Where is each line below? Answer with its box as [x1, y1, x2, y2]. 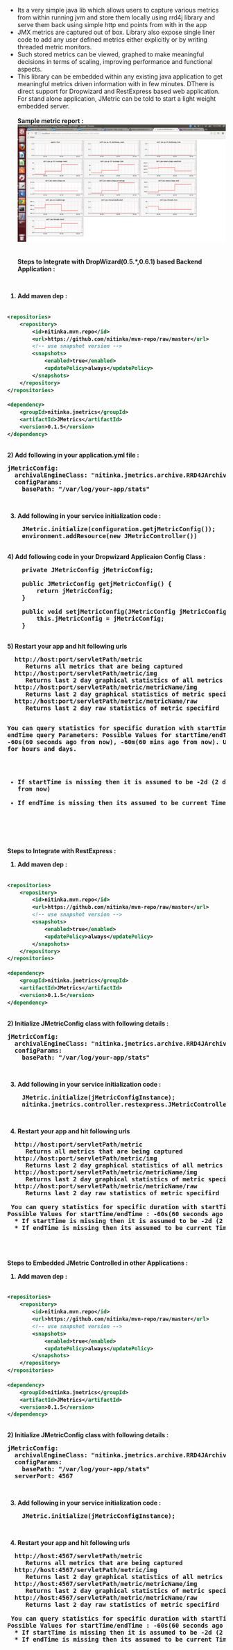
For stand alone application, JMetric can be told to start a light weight [17, 95, 216, 103]
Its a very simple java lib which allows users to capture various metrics [17, 6, 219, 14]
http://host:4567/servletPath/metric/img [14, 1566, 157, 1574]
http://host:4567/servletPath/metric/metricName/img [14, 1580, 198, 1588]
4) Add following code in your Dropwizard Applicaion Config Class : [7, 552, 206, 560]
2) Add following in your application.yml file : [7, 451, 139, 459]
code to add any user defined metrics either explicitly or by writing [17, 35, 208, 44]
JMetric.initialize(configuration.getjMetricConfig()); [21, 525, 216, 533]
